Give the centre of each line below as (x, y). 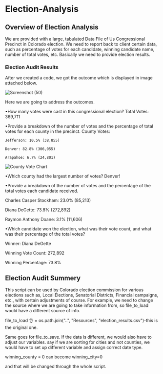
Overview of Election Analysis (52, 27)
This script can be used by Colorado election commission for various (74, 290)
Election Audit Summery (43, 278)
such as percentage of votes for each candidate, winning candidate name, (80, 49)
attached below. (21, 83)
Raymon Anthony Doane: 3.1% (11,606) (44, 220)
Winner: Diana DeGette (28, 244)
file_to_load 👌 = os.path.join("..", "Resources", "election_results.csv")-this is (81, 321)
